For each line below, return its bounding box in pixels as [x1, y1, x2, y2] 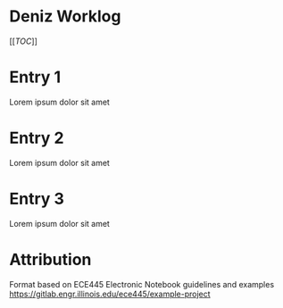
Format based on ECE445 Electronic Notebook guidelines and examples [9, 279, 275, 289]
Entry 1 [9, 67, 62, 87]
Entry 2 [9, 128, 64, 148]
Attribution [9, 249, 92, 270]
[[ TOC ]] [9, 36, 37, 46]
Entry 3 [9, 189, 65, 209]
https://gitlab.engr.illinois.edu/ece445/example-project [9, 288, 212, 299]
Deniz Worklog [9, 6, 121, 27]
